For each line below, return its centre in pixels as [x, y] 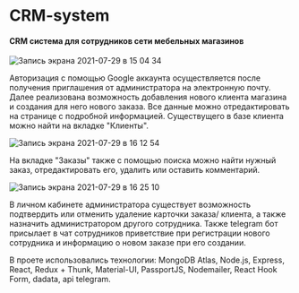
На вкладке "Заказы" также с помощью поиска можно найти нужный [143, 160]
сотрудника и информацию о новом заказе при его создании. [128, 243]
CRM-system [60, 16]
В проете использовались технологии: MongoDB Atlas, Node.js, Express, [147, 260]
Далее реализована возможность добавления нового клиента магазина [148, 97]
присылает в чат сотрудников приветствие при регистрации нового [140, 233]
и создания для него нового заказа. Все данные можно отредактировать [149, 107]
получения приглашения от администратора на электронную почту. [140, 88]
